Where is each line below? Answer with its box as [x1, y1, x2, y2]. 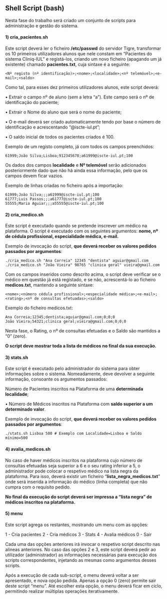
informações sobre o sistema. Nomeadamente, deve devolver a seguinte [5, 371, 155, 377]
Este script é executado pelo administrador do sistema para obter [5, 366, 140, 372]
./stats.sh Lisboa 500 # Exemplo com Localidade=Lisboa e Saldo [5, 431, 142, 436]
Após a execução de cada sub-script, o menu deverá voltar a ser [5, 572, 139, 578]
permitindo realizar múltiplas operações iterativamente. [5, 588, 119, 594]
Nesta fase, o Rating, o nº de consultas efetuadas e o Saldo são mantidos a [5, 328, 160, 334]
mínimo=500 [5, 435, 28, 441]
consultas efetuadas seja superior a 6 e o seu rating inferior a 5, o [5, 462, 141, 468]
